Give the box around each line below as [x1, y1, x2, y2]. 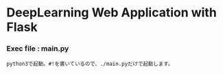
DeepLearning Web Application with [6, 5, 217, 21]
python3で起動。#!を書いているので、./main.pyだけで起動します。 [6, 60, 174, 68]
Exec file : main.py [6, 44, 69, 53]
